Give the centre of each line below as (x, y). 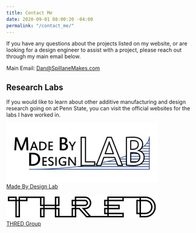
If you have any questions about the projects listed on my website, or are (97, 44)
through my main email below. (44, 56)
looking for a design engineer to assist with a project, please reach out (94, 50)
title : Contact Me (29, 13)
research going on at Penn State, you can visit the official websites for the (98, 109)
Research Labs (35, 87)
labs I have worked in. (34, 115)
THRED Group (24, 224)
